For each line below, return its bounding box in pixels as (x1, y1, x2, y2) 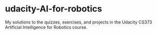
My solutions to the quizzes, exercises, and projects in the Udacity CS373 (5, 19, 152, 25)
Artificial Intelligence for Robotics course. (5, 24, 88, 30)
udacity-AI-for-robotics (5, 3, 102, 14)
